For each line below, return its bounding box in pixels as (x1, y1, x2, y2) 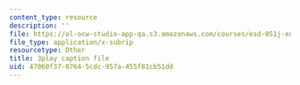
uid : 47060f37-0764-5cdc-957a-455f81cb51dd (9, 63, 174, 72)
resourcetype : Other (9, 46, 87, 55)
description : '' (9, 21, 70, 30)
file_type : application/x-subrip (9, 37, 134, 47)
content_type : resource (9, 12, 98, 22)
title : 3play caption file (9, 54, 110, 63)
